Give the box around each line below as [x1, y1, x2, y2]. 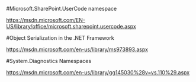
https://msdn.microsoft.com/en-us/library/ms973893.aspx [6, 46, 148, 53]
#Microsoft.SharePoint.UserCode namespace [6, 5, 117, 12]
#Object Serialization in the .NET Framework [6, 34, 114, 41]
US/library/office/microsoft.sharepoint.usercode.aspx [6, 23, 136, 30]
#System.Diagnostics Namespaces [6, 58, 92, 64]
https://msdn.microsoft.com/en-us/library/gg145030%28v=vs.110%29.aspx [6, 69, 190, 76]
